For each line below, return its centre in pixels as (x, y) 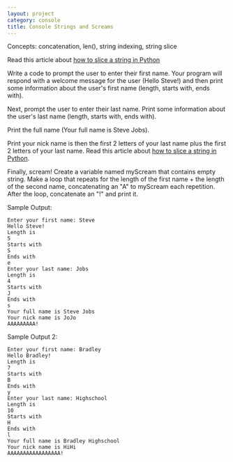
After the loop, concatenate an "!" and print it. (73, 194)
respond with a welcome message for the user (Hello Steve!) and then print (115, 81)
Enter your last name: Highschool (58, 399)
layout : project (31, 14)
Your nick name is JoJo (42, 318)
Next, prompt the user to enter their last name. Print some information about (116, 109)
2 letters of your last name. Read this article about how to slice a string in (112, 151)
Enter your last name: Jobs (48, 269)
